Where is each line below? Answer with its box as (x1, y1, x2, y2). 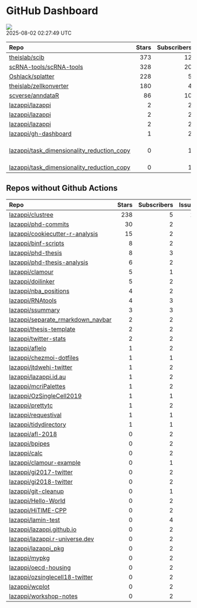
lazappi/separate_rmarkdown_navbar (9, 315, 112, 323)
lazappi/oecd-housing (9, 563, 72, 572)
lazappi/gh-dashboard (9, 129, 72, 137)
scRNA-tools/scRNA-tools (9, 63, 83, 71)
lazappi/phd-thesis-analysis (9, 258, 89, 266)
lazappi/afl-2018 (9, 430, 57, 438)
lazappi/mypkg (9, 553, 50, 562)
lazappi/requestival (9, 411, 62, 419)
